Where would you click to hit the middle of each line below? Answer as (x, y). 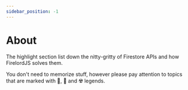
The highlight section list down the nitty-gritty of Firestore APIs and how (93, 57)
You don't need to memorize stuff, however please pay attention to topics (94, 74)
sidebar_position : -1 (32, 11)
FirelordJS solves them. (34, 63)
